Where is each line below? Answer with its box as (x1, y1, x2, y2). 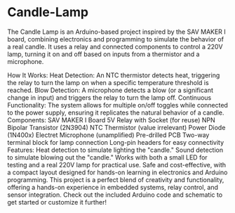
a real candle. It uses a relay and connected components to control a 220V (7, 42, 223, 51)
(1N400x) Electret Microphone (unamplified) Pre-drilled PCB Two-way (7, 131, 210, 139)
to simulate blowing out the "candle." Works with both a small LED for (7, 153, 208, 162)
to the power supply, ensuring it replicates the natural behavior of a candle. (7, 108, 224, 117)
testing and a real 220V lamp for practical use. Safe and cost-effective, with (7, 160, 227, 169)
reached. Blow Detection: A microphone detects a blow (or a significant (7, 86, 214, 94)
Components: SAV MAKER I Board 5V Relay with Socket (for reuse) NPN (7, 115, 215, 124)
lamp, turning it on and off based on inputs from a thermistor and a (7, 50, 200, 58)
